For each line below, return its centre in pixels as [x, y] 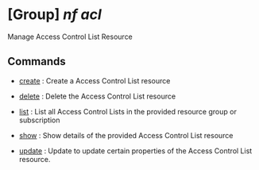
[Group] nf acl [54, 15]
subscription [39, 120]
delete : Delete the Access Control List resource [97, 96]
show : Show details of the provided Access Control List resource [126, 135]
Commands [37, 62]
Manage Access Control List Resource [70, 37]
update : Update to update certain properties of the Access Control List [135, 151]
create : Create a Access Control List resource [95, 80]
